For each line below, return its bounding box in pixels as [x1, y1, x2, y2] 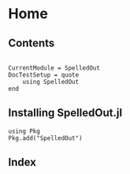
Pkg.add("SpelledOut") [8, 134, 83, 142]
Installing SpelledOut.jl [8, 106, 123, 119]
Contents [8, 36, 55, 50]
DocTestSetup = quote [8, 71, 80, 79]
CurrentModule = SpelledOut [8, 64, 101, 72]
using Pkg [8, 127, 41, 135]
